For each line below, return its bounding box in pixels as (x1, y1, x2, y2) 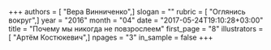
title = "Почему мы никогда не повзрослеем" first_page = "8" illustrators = (8, 24, 264, 33)
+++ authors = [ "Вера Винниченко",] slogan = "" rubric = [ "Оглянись (8, 7, 246, 16)
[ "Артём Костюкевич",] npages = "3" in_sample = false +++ (8, 32, 213, 42)
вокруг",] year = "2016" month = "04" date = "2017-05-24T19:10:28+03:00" (8, 15, 264, 25)
